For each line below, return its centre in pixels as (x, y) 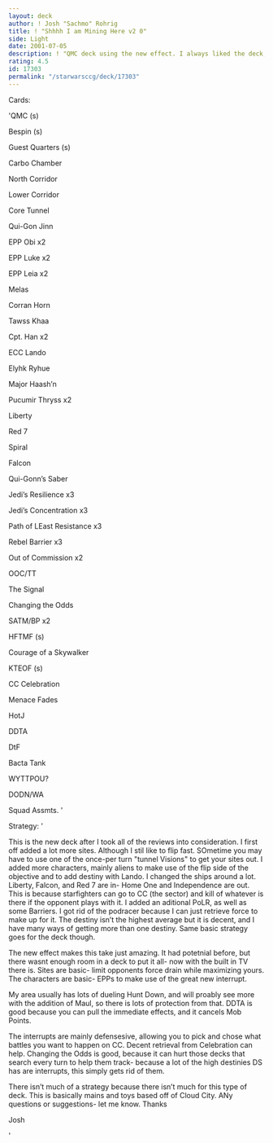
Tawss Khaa (29, 321)
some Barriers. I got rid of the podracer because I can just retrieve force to (133, 911)
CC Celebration (34, 684)
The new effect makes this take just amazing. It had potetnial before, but (129, 952)
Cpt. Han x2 (28, 336)
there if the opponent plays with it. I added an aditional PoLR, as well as (128, 902)
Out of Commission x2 (46, 557)
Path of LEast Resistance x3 (55, 525)
